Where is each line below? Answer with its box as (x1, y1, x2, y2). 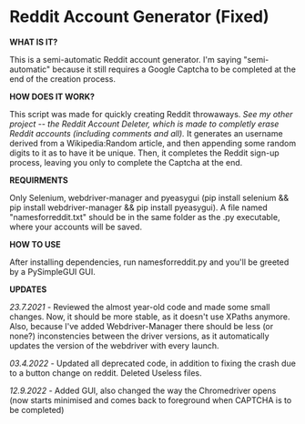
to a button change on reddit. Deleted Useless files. (9, 367, 202, 379)
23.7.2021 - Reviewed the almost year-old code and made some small (9, 301, 270, 312)
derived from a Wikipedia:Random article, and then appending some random (9, 137, 297, 148)
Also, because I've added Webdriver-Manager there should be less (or (9, 320, 274, 331)
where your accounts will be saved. (9, 221, 143, 232)
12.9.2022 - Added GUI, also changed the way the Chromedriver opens (9, 385, 277, 396)
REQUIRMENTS (9, 175, 68, 186)
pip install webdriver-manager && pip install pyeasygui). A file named (9, 202, 269, 213)
